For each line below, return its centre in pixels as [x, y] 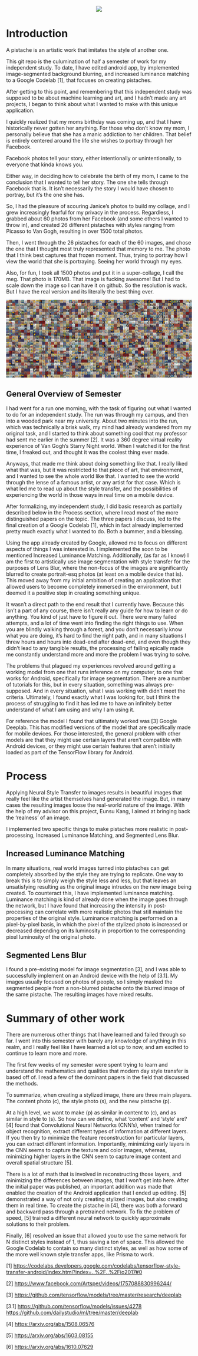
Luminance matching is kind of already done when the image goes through [97, 899]
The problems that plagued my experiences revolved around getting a [91, 665]
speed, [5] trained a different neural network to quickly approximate [88, 1218]
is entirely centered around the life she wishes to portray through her [90, 140]
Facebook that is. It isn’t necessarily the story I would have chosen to [90, 188]
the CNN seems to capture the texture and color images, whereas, [87, 1150]
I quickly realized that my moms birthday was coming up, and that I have [94, 121]
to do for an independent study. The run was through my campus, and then [97, 414]
